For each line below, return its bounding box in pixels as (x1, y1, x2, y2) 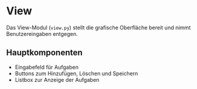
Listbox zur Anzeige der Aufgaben (14, 76, 100, 83)
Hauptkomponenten (6, 48, 83, 58)
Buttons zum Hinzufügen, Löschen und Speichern (14, 70, 138, 77)
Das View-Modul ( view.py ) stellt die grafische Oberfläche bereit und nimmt (6, 24, 191, 31)
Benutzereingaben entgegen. (6, 30, 78, 37)
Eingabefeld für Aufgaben (14, 63, 79, 70)
